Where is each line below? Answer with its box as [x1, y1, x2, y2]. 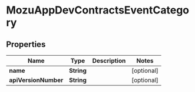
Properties [6, 39, 46, 49]
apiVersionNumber [9, 76, 64, 84]
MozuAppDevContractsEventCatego [6, 4, 190, 17]
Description [92, 57, 126, 64]
